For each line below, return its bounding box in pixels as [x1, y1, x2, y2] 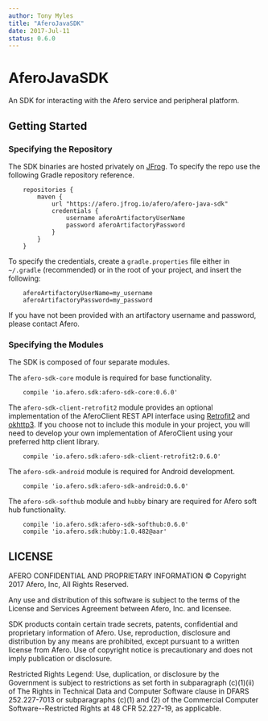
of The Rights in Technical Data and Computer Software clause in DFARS [8, 686, 249, 696]
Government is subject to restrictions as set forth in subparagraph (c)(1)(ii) [8, 677, 255, 687]
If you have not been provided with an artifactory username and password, [8, 310, 257, 319]
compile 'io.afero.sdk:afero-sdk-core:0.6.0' [23, 389, 179, 397]
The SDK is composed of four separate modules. [8, 357, 171, 367]
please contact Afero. [8, 319, 80, 328]
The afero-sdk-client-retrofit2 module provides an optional [8, 402, 213, 412]
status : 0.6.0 [8, 34, 56, 43]
